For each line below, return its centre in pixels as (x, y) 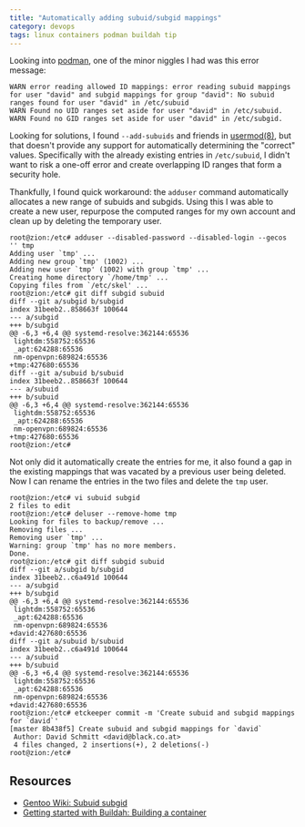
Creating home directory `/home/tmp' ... (89, 278)
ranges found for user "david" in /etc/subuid (99, 103)
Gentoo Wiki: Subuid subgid (75, 803)
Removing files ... (46, 530)
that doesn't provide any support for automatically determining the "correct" (152, 146)
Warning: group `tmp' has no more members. (93, 546)
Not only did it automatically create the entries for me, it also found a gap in (151, 462)
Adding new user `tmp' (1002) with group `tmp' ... (109, 270)
